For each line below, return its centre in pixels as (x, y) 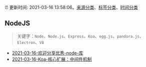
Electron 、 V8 (30, 42)
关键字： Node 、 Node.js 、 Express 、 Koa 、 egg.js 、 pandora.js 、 (80, 36)
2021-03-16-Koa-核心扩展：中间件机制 (52, 59)
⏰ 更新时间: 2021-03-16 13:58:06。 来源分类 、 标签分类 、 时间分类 (71, 7)
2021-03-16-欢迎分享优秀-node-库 (47, 53)
